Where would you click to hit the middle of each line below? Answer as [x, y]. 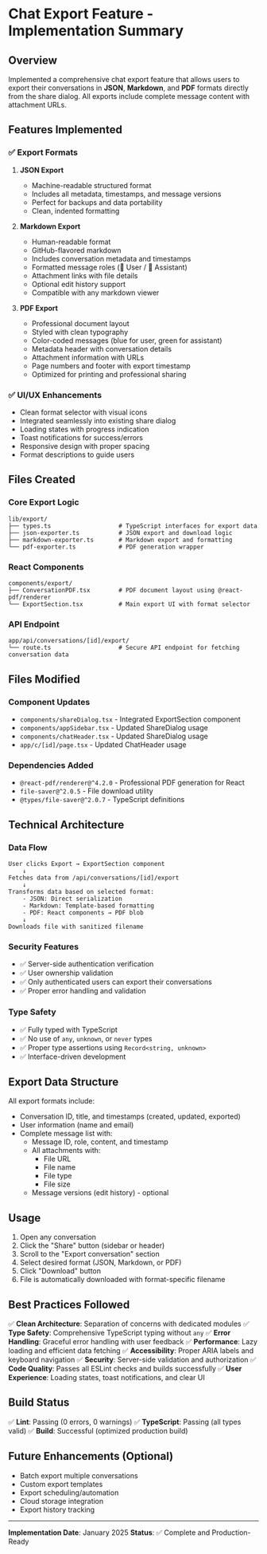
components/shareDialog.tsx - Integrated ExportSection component [130, 719]
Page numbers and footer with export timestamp [111, 366]
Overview [33, 60]
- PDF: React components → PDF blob [83, 913]
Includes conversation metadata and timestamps [111, 258]
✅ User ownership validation [66, 973]
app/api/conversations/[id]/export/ [69, 641]
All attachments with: [66, 1151]
